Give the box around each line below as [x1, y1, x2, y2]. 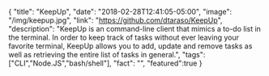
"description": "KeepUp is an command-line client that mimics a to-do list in [8, 24, 262, 33]
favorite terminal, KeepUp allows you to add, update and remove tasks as [8, 41, 253, 51]
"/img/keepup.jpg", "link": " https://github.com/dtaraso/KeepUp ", [8, 15, 223, 25]
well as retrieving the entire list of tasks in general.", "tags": [8, 50, 206, 59]
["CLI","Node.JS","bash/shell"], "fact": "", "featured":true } [8, 58, 203, 68]
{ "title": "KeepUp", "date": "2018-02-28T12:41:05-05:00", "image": [8, 7, 233, 16]
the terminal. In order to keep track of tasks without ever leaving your [8, 32, 239, 42]
